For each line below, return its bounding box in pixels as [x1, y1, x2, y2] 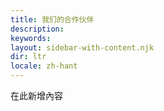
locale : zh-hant [10, 61, 78, 71]
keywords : [10, 33, 52, 43]
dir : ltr [10, 52, 47, 62]
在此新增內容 [10, 90, 63, 101]
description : [10, 24, 65, 34]
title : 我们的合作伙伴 [10, 14, 95, 25]
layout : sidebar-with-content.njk [10, 42, 155, 53]
